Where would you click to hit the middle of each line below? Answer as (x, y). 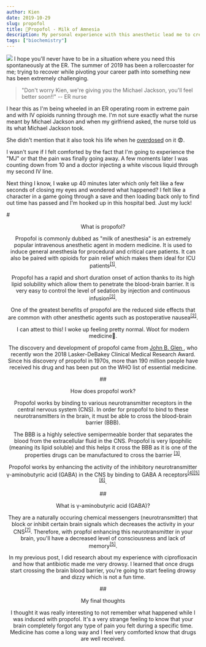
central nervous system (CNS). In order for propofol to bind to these (103, 409)
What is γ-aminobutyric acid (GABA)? (103, 505)
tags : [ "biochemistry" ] (37, 40)
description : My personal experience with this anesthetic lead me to (98, 35)
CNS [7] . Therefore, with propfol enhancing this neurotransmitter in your (103, 531)
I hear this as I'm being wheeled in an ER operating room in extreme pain (98, 109)
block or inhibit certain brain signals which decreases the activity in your (103, 524)
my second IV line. (30, 171)
